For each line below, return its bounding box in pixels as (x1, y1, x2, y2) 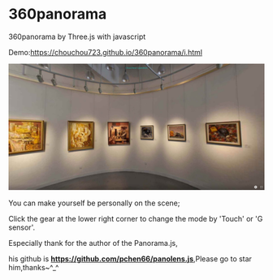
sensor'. (8, 222, 35, 232)
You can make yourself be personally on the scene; (8, 198, 180, 208)
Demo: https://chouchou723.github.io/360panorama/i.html (8, 47, 203, 57)
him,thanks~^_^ (8, 262, 59, 272)
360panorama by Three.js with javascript (8, 32, 146, 41)
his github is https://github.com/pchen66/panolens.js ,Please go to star (8, 253, 252, 264)
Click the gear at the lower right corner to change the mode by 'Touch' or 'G (8, 213, 263, 223)
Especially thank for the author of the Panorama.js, (8, 238, 179, 248)
